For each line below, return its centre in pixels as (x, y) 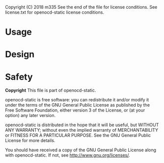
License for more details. (30, 140)
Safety (19, 77)
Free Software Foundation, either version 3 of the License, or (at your (75, 110)
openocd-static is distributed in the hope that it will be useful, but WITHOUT (82, 125)
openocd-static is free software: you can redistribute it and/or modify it (77, 100)
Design (20, 55)
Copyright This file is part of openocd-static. (51, 91)
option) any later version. (30, 116)
